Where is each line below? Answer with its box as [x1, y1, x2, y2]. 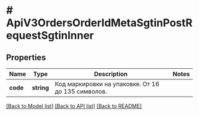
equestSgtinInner [6, 29, 94, 42]
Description [94, 70, 128, 78]
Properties [6, 52, 46, 62]
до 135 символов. [54, 87, 108, 95]
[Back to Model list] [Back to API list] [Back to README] [6, 103, 142, 110]
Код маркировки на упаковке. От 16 [54, 80, 160, 88]
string [31, 84, 49, 92]
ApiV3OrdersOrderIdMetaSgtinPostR [6, 16, 192, 30]
